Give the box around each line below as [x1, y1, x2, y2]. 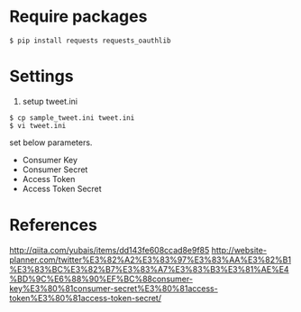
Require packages [9, 6, 148, 27]
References [9, 215, 97, 235]
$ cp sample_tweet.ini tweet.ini [9, 113, 135, 123]
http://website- [211, 244, 268, 255]
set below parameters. [9, 137, 93, 148]
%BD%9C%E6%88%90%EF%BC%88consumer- [9, 273, 194, 284]
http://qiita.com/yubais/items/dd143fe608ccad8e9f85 [9, 244, 210, 255]
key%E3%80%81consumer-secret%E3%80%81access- [9, 282, 218, 294]
